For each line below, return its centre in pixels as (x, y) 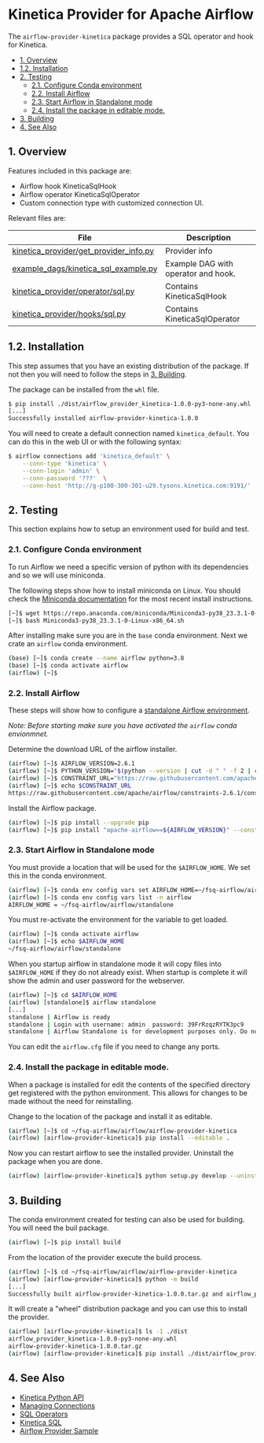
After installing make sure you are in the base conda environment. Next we (128, 635)
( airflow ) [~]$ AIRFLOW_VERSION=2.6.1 (71, 764)
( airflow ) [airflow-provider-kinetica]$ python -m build (103, 1279)
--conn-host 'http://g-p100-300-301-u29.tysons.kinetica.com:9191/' (137, 485)
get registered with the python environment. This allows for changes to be (128, 1092)
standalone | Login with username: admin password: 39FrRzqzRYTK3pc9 (126, 1025)
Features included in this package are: (70, 170)
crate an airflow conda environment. (68, 644)
